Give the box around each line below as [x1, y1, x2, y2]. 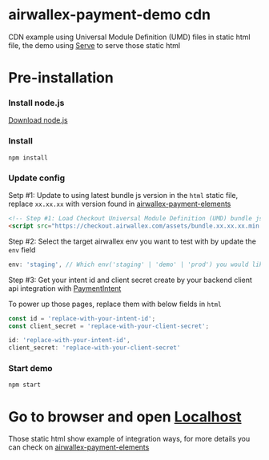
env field [8, 244, 36, 254]
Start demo [8, 363, 54, 374]
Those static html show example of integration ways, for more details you [8, 434, 251, 444]
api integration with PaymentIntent [8, 283, 122, 293]
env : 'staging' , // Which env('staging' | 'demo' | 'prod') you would [8, 260, 249, 268]
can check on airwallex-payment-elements [8, 442, 150, 452]
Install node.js [8, 98, 65, 109]
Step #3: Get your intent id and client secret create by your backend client [8, 275, 252, 284]
